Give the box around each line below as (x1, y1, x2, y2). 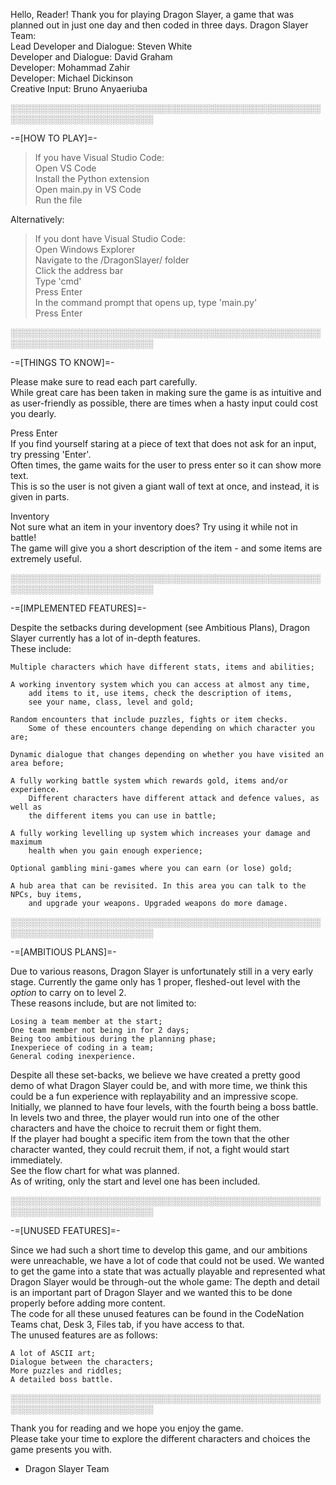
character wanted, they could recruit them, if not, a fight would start (10, 1144, 290, 1155)
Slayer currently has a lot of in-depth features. (10, 632, 201, 644)
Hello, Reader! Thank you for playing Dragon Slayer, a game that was (10, 9, 295, 20)
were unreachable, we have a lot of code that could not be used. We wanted (10, 1255, 325, 1266)
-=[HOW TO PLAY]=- (10, 132, 98, 144)
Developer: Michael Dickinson (10, 72, 134, 84)
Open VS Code (34, 162, 97, 174)
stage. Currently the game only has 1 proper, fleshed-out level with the (10, 976, 301, 988)
